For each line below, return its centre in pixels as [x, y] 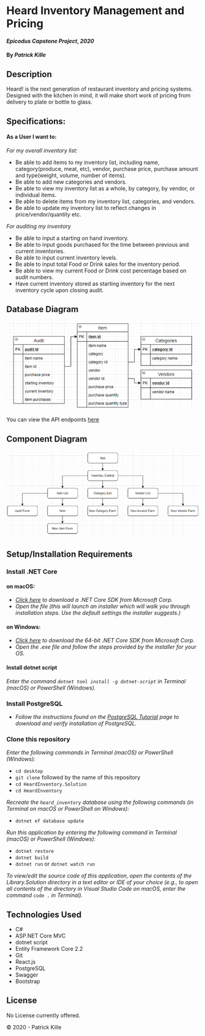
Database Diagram [43, 310]
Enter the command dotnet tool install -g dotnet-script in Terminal [96, 681]
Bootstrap [28, 981]
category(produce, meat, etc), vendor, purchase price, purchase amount [106, 168]
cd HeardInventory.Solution [51, 784]
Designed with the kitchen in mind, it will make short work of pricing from [99, 96]
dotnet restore [35, 852]
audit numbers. [34, 277]
